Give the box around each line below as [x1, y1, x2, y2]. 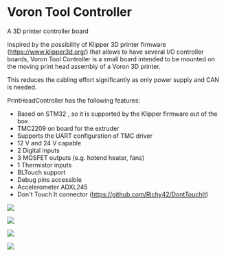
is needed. [7, 83, 37, 91]
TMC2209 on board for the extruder [16, 124, 120, 132]
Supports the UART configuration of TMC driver [16, 132, 153, 140]
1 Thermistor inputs [16, 161, 72, 169]
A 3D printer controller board [7, 27, 89, 35]
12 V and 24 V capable [16, 138, 81, 147]
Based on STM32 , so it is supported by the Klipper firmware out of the [16, 110, 218, 118]
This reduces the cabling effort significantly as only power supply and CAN [7, 75, 220, 83]
